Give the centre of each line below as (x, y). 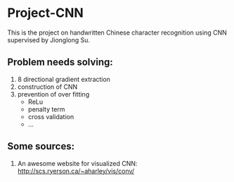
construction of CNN (47, 87)
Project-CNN (46, 13)
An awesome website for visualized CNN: (77, 163)
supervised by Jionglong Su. (48, 40)
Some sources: (41, 146)
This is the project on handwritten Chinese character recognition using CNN (117, 32)
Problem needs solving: (60, 62)
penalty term (46, 109)
